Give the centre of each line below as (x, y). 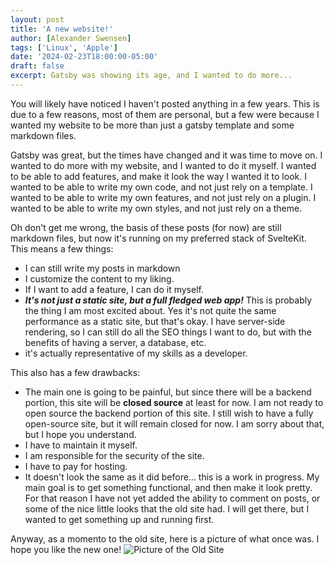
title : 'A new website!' (62, 29)
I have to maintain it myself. (81, 445)
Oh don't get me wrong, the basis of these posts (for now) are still (146, 227)
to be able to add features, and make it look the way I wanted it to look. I (158, 176)
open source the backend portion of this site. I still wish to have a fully (169, 413)
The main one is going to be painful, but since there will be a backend (168, 392)
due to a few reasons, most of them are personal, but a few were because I (165, 114)
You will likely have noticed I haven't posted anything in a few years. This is (165, 103)
